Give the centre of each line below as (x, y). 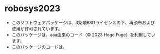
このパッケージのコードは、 (39, 47)
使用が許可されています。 (37, 28)
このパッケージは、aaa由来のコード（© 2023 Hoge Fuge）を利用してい (84, 35)
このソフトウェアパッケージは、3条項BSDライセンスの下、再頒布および (83, 22)
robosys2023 (33, 9)
